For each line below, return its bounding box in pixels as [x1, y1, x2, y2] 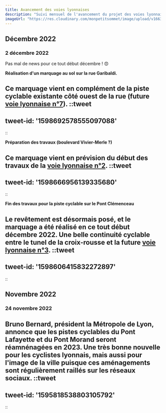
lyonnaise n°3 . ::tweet [5, 246, 75, 254]
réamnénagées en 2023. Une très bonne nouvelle [5, 343, 161, 352]
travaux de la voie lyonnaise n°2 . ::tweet [5, 161, 132, 170]
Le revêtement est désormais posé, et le [5, 215, 131, 224]
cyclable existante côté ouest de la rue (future [5, 92, 150, 101]
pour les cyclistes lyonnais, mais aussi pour [5, 351, 142, 359]
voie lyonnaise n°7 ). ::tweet [5, 100, 92, 109]
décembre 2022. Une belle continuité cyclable [5, 230, 150, 239]
